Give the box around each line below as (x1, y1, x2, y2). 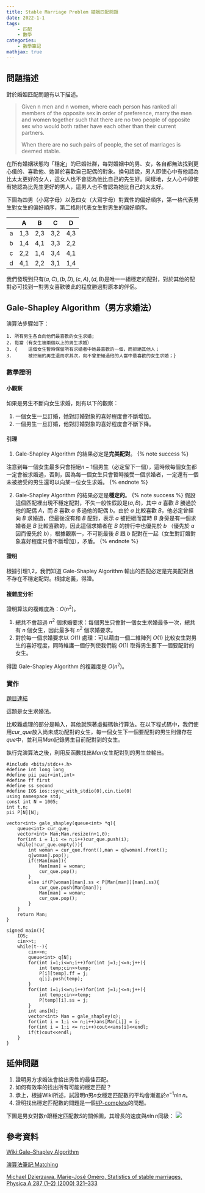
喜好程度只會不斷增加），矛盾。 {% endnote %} (20, 537, 139, 544)
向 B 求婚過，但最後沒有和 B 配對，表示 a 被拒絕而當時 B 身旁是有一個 (15, 514, 191, 522)
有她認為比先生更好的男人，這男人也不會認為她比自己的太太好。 (6, 183, 167, 190)
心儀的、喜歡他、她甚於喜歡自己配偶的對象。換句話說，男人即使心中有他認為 (6, 167, 199, 175)
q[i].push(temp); (38, 976, 84, 982)
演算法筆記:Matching (6, 1161, 59, 1168)
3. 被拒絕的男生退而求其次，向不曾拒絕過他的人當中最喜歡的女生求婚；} (6, 353, 176, 359)
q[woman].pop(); (28, 853, 70, 859)
